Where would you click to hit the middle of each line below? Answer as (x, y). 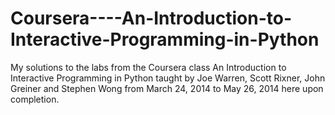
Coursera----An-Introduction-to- (151, 18)
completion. (35, 99)
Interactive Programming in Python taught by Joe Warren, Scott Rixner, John (168, 78)
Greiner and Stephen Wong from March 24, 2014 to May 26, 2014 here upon (167, 88)
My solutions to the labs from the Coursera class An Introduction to (148, 67)
